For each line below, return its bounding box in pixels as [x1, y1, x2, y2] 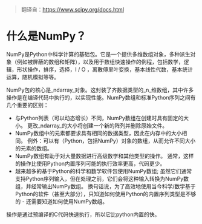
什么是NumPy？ [6, 30, 86, 43]
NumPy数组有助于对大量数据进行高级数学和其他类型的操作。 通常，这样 [15, 152, 194, 160]
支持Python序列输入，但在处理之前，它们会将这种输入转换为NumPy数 [15, 175, 189, 182]
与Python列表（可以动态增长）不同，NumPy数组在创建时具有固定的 [15, 114, 184, 121]
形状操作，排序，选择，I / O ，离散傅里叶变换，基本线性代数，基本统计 [16, 66, 194, 73]
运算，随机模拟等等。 [6, 73, 59, 81]
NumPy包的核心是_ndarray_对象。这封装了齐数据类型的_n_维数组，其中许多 [6, 86, 194, 93]
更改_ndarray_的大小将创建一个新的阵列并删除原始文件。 [27, 121, 168, 129]
